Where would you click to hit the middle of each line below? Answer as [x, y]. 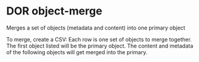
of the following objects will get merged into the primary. [77, 52]
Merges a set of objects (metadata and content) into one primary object [96, 28]
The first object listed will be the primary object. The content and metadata [100, 46]
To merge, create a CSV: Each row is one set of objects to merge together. [99, 39]
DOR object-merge [54, 11]
